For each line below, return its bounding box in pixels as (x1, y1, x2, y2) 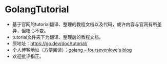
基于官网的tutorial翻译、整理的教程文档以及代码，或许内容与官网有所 (12, 21, 157, 27)
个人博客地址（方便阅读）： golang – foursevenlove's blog (12, 47, 132, 53)
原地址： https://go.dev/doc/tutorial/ (12, 40, 88, 47)
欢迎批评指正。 (12, 53, 44, 59)
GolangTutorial (5, 4, 69, 15)
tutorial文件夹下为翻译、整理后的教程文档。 (12, 34, 103, 40)
